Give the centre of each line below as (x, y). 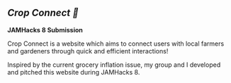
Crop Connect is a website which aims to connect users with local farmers (116, 44)
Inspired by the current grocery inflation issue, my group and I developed (114, 65)
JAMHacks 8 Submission (45, 30)
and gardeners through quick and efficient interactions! (88, 51)
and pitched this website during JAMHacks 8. (74, 72)
